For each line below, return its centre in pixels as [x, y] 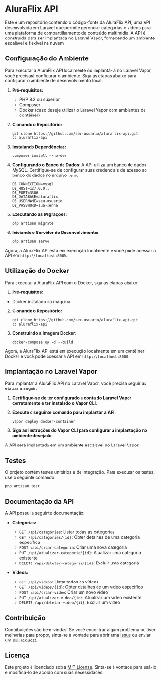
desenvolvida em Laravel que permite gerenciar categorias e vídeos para [78, 27]
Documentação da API [40, 501]
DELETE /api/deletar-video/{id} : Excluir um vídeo [70, 602]
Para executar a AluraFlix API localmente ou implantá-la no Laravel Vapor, [78, 70]
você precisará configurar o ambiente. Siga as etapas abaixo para [71, 75]
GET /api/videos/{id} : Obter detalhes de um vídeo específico [81, 587]
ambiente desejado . [32, 436]
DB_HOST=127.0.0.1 [31, 188]
